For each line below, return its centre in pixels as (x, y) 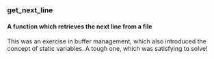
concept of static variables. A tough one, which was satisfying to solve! (107, 49)
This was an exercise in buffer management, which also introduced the (107, 41)
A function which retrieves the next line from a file (80, 26)
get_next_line (30, 10)
